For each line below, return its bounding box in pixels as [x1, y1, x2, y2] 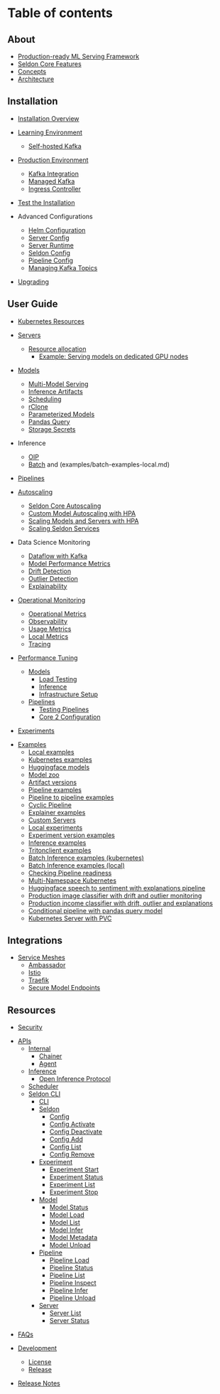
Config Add [49, 1135, 83, 1144]
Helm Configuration [28, 225, 86, 234]
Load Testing [38, 674, 77, 683]
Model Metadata [49, 1233, 98, 1242]
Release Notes [17, 1379, 60, 1388]
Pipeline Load [49, 1256, 90, 1265]
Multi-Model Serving [28, 379, 89, 388]
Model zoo [28, 770, 60, 779]
